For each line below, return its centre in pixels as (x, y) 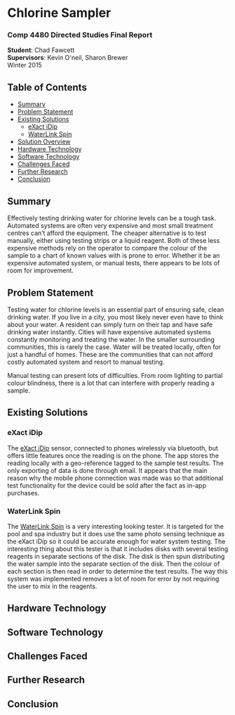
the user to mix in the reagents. (52, 586)
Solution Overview (44, 141)
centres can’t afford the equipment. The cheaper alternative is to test (107, 233)
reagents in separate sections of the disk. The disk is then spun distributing (116, 556)
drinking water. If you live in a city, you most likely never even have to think (115, 317)
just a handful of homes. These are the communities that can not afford (110, 354)
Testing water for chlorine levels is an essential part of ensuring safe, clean (116, 309)
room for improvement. (40, 271)
